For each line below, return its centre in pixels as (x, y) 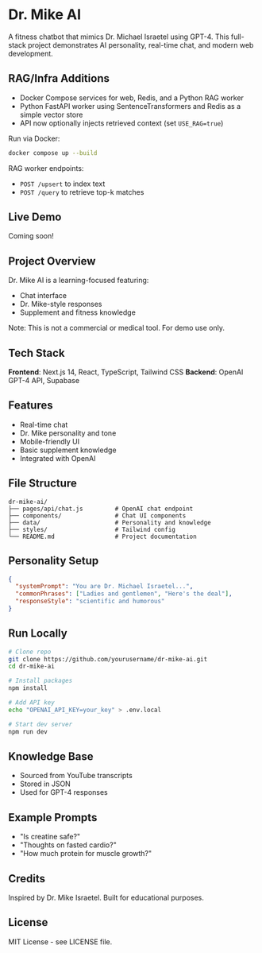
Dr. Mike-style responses (61, 304)
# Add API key (32, 703)
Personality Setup (54, 561)
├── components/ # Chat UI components (97, 515)
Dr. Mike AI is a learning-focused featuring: (79, 281)
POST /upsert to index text (62, 184)
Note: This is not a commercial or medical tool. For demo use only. (116, 328)
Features (31, 406)
